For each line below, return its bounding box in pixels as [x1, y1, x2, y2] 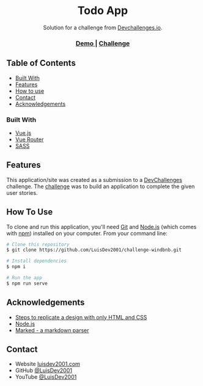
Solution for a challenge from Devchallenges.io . [43, 24, 163, 31]
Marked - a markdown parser [15, 326, 90, 333]
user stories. [6, 189, 38, 196]
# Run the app [6, 275, 43, 281]
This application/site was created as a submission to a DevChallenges [6, 176, 182, 183]
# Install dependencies [6, 258, 67, 264]
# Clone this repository [6, 241, 70, 247]
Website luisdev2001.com [15, 360, 81, 368]
